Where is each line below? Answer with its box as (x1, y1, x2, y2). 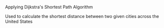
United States (5, 19, 33, 24)
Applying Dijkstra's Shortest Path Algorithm (5, 4, 93, 10)
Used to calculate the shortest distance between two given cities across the (5, 14, 159, 19)
